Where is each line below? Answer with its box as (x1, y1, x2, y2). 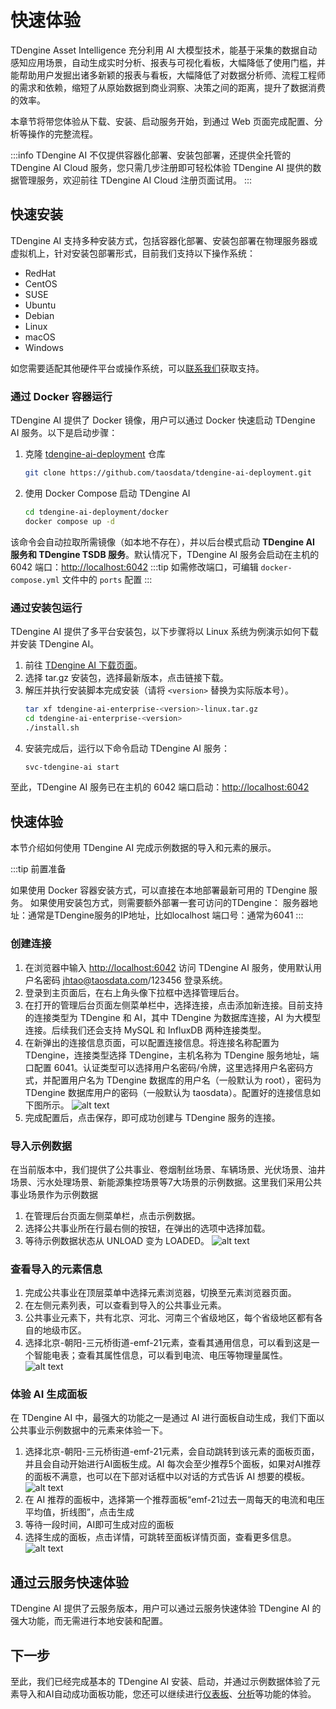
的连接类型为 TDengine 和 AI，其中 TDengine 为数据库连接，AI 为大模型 (24, 1011, 322, 1023)
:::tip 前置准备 (10, 863, 67, 875)
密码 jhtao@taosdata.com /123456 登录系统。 (42, 974, 228, 986)
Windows (24, 341, 64, 353)
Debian (24, 309, 55, 321)
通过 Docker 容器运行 (10, 389, 113, 403)
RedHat (24, 267, 57, 279)
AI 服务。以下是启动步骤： (10, 427, 118, 439)
